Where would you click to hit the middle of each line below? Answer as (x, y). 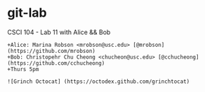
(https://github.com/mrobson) (52, 51)
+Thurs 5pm (23, 69)
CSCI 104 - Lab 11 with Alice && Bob (59, 32)
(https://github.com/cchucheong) (56, 63)
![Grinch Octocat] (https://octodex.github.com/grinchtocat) (99, 82)
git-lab (27, 13)
